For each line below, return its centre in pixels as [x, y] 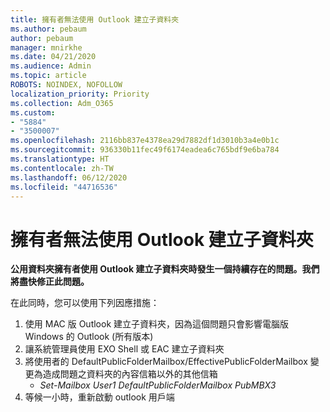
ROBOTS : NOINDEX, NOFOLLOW [66, 85]
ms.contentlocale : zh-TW [62, 168]
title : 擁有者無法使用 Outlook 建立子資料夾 [95, 19]
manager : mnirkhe [46, 47]
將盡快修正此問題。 [50, 282]
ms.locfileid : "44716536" [64, 187]
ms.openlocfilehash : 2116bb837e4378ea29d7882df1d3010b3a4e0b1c [145, 141]
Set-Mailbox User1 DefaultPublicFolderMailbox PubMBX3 [158, 385]
